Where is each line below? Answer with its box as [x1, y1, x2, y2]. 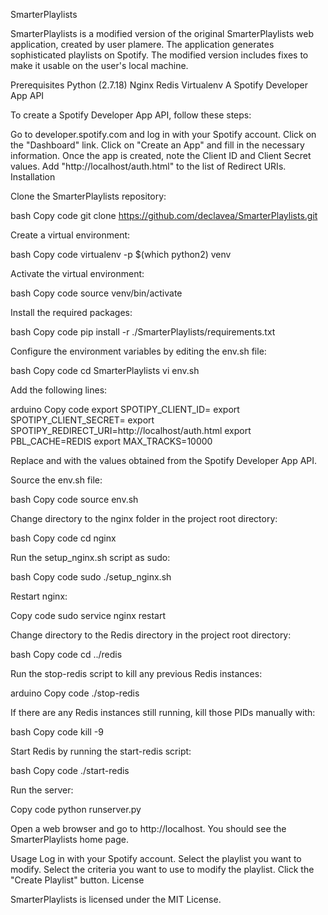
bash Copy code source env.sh [10, 494, 139, 505]
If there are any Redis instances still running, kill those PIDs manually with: [10, 707, 316, 718]
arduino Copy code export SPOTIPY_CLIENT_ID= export [10, 404, 240, 415]
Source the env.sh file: [10, 474, 103, 486]
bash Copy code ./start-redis [10, 765, 130, 776]
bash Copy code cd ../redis [10, 649, 123, 660]
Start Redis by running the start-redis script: [10, 745, 192, 757]
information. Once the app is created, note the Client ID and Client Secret [10, 150, 312, 161]
